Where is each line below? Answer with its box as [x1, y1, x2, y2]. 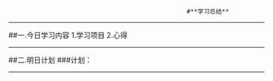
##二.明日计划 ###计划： [8, 55, 93, 65]
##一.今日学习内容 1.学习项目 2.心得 [8, 31, 128, 40]
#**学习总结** [186, 7, 230, 15]
